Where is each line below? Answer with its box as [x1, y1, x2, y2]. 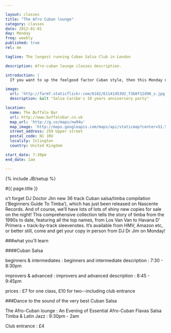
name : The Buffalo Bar [10, 110, 58, 115]
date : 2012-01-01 [5, 26, 42, 31]
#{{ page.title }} [5, 185, 38, 191]
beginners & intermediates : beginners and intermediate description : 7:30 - [5, 257, 163, 263]
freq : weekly [5, 36, 33, 41]
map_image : [10, 124, 33, 129]
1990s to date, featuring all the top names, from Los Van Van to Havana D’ [5, 217, 160, 223]
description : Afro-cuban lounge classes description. [5, 63, 122, 69]
